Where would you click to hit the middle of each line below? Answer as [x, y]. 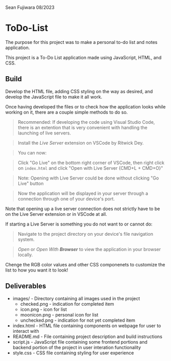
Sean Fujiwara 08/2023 [30, 7]
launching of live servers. [44, 133]
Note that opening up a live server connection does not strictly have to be [83, 209]
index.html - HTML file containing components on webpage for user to [87, 325]
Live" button [31, 183]
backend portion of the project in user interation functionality [77, 347]
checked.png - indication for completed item [67, 304]
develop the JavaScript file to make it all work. [54, 97]
